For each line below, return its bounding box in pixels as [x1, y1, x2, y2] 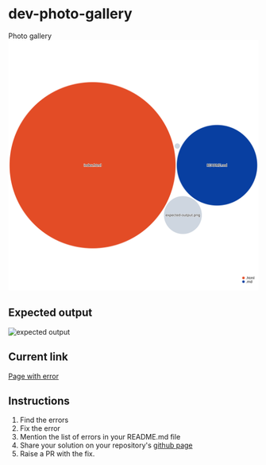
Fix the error [19, 424, 61, 433]
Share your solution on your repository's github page [19, 440, 193, 450]
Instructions [8, 394, 70, 408]
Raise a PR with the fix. [19, 449, 95, 459]
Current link [8, 351, 69, 364]
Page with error [8, 371, 60, 381]
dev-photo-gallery [8, 5, 133, 23]
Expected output [8, 306, 93, 320]
